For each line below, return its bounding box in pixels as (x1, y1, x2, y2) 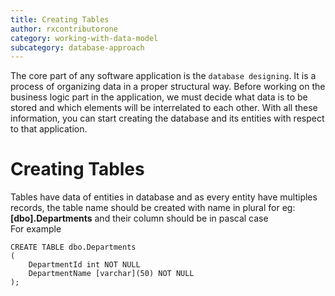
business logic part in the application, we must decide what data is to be (10, 91, 308, 103)
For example (10, 223, 62, 235)
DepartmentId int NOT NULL (28, 260, 141, 270)
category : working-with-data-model (10, 33, 159, 43)
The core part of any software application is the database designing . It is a (10, 70, 317, 82)
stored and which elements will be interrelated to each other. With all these (10, 102, 318, 114)
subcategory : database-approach (10, 42, 145, 53)
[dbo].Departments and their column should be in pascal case (10, 212, 269, 225)
